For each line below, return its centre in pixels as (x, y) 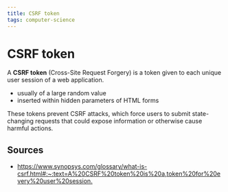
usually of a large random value (61, 93)
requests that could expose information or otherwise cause (119, 121)
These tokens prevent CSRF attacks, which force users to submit (99, 114)
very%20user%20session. (55, 181)
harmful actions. (30, 128)
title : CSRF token (33, 13)
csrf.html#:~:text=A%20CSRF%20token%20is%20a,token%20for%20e (119, 174)
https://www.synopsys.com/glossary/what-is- (82, 167)
